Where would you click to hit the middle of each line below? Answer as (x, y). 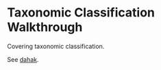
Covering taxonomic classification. (56, 46)
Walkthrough (45, 27)
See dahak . (23, 59)
